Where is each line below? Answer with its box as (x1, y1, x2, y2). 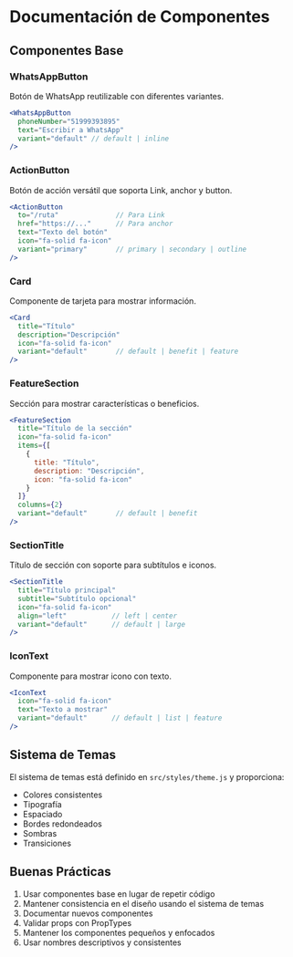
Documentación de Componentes (9, 6, 271, 27)
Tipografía (22, 798, 62, 809)
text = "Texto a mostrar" (17, 705, 108, 714)
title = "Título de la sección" (17, 424, 132, 433)
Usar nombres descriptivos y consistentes (22, 937, 182, 948)
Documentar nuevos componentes (22, 908, 153, 919)
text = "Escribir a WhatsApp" (17, 125, 125, 134)
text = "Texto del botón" (17, 228, 108, 237)
